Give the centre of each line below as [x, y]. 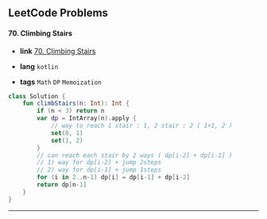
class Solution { [37, 96]
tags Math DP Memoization [60, 82]
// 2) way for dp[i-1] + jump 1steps [99, 170]
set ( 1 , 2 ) [67, 140]
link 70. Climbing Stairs [58, 51]
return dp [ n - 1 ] [62, 185]
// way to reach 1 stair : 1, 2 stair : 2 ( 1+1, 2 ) [141, 126]
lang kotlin [39, 66]
